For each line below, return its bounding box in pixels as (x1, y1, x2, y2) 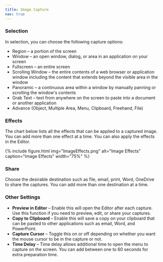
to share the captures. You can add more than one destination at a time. (5, 182, 149, 187)
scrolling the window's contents (12, 90, 76, 95)
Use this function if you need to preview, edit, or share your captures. (12, 210, 151, 216)
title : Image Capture (5, 7, 49, 12)
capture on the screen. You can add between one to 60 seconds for (12, 246, 148, 252)
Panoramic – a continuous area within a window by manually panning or (12, 84, 156, 90)
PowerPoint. (12, 225, 37, 231)
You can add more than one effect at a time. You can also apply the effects (5, 133, 155, 139)
